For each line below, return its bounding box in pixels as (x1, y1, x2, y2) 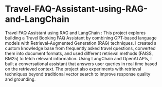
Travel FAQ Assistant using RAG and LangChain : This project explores (5, 30, 146, 35)
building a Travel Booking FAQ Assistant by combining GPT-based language (5, 35, 157, 41)
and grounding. (5, 76, 36, 82)
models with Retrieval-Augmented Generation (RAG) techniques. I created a (5, 40, 157, 46)
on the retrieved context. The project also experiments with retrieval (5, 66, 141, 71)
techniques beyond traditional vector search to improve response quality (5, 71, 151, 77)
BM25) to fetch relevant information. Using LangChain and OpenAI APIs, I (5, 55, 152, 61)
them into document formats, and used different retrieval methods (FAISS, (5, 50, 153, 56)
